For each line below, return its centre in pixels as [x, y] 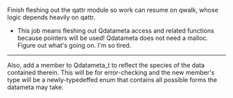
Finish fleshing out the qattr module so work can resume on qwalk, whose [113, 10]
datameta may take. [35, 87]
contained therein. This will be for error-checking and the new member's [111, 72]
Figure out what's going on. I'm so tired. [74, 45]
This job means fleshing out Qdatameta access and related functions [116, 31]
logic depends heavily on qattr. [51, 17]
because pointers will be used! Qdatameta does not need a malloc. [113, 38]
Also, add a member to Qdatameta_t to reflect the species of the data [106, 65]
